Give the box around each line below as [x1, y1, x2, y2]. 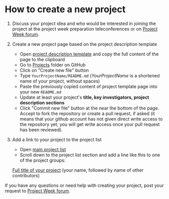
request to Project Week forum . [5, 187, 71, 194]
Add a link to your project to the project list [12, 136, 102, 143]
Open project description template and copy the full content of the [19, 51, 159, 57]
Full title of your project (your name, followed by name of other [12, 167, 144, 173]
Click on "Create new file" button [19, 67, 89, 73]
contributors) [12, 172, 40, 179]
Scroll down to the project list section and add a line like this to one [19, 152, 160, 158]
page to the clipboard [19, 56, 65, 62]
